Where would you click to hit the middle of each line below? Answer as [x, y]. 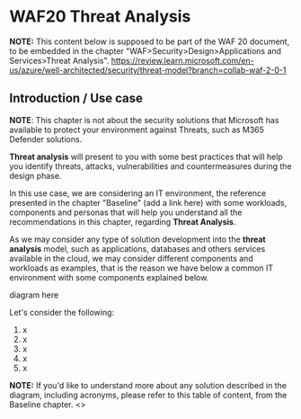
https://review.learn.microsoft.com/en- [182, 60]
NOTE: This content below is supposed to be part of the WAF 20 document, [150, 41]
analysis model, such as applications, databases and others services [137, 248]
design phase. [35, 175]
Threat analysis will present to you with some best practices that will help [146, 156]
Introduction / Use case [76, 98]
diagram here [34, 295]
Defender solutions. [46, 139]
